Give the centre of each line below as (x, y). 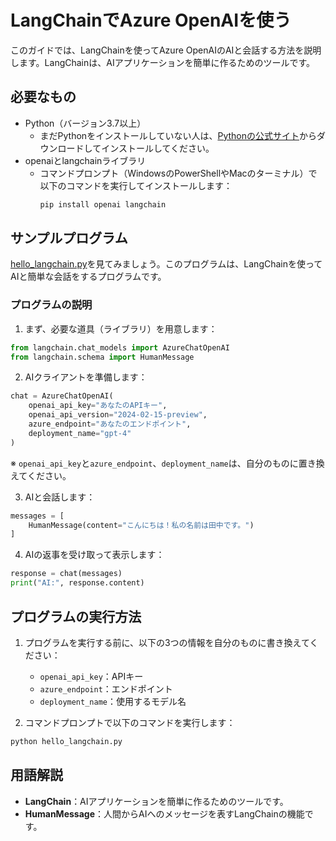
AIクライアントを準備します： (86, 377)
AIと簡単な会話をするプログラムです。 (88, 277)
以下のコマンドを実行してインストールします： (136, 185)
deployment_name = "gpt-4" (80, 433)
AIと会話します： (60, 497)
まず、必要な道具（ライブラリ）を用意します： (121, 328)
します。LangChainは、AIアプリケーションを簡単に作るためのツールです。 (163, 62)
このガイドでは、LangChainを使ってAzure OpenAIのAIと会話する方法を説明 (166, 50)
